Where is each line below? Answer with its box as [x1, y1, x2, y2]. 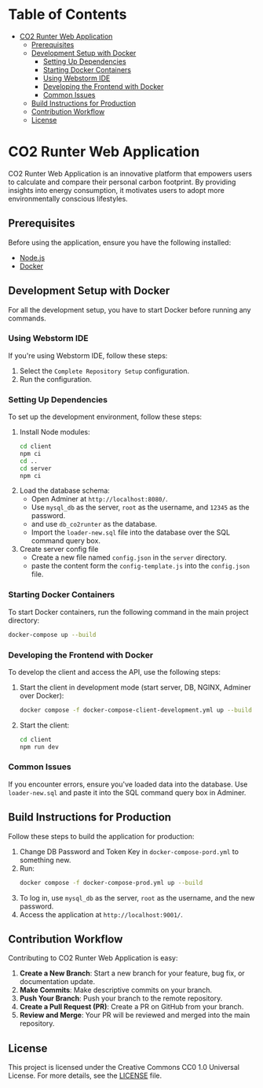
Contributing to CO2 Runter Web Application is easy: [8, 953, 178, 963]
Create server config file [19, 545, 99, 554]
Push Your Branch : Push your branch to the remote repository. [19, 994, 223, 1003]
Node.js [19, 253, 46, 262]
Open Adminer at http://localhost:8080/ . [31, 494, 168, 504]
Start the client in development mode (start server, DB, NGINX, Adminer [19, 683, 251, 692]
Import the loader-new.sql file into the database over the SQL [31, 527, 230, 537]
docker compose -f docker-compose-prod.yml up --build [19, 879, 203, 886]
